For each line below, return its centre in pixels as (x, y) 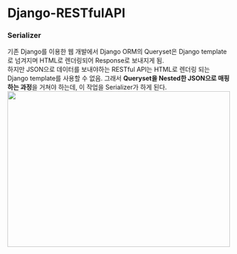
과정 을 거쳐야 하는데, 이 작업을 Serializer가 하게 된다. (94, 88)
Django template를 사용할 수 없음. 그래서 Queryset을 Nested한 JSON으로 (112, 78)
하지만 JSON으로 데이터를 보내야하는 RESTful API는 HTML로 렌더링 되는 (109, 70)
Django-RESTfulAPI (67, 13)
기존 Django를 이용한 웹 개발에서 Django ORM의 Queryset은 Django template (117, 52)
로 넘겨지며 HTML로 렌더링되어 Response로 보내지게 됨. (86, 60)
